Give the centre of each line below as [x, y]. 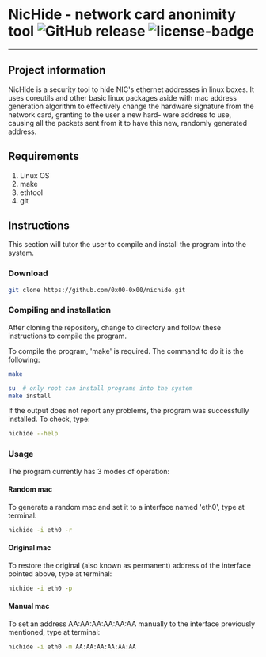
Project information [57, 70]
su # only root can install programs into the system [101, 388]
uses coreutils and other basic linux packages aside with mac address [123, 97]
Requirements [44, 156]
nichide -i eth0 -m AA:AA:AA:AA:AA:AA [72, 647]
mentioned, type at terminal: [54, 632]
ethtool [31, 192]
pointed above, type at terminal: [60, 573]
